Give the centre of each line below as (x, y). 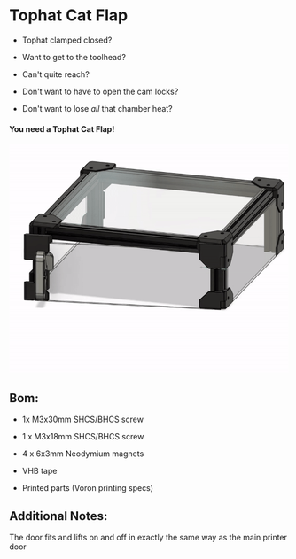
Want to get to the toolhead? (74, 57)
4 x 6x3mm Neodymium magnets (83, 454)
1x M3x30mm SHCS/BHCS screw (83, 419)
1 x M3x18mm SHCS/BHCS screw (83, 437)
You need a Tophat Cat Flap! (62, 128)
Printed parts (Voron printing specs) (87, 488)
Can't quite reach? (56, 74)
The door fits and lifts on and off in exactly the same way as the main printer (148, 538)
